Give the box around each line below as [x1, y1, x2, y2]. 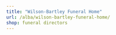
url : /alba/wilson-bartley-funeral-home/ [6, 14, 111, 20]
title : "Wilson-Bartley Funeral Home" [6, 8, 102, 15]
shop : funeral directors [6, 20, 68, 26]
